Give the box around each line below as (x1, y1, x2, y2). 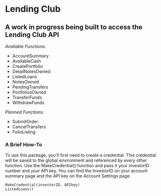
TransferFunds (12, 94, 42, 100)
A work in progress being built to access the (5, 23, 143, 31)
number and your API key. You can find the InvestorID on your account (5, 168, 148, 174)
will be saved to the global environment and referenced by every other (5, 157, 147, 163)
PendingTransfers (12, 84, 48, 90)
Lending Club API (5, 30, 59, 39)
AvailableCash (12, 58, 41, 64)
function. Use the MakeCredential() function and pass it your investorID (5, 163, 150, 169)
